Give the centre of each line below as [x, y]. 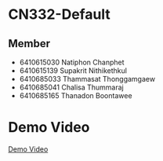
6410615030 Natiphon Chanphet [72, 62]
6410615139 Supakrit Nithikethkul [73, 71]
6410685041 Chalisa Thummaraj [71, 87]
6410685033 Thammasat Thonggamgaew [87, 79]
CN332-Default [60, 15]
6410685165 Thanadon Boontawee [76, 95]
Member [29, 44]
